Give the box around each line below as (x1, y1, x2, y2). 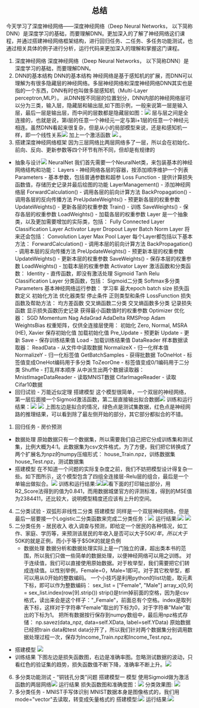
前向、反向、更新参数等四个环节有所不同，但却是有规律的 (14, 146, 155, 153)
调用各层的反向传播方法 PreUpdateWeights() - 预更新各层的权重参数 (14, 196, 181, 203)
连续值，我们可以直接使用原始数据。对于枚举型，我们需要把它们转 (28, 559, 190, 566)
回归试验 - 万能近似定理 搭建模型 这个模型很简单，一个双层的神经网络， (14, 388, 190, 395)
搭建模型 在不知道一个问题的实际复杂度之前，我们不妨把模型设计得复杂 (14, 465, 188, 472)
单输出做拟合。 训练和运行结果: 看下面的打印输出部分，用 (14, 480, 171, 487)
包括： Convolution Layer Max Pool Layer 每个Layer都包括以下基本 (30, 233, 193, 240)
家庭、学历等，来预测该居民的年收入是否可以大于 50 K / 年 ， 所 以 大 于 (25, 530, 188, 537)
